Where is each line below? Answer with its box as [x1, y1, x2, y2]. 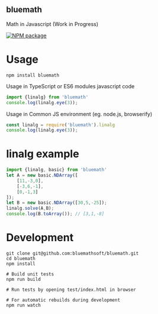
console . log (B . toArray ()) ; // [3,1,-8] [6, 211, 105, 217]
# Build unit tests [6, 271, 54, 277]
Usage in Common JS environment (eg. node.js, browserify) [6, 110, 153, 117]
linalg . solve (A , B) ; [6, 206, 54, 212]
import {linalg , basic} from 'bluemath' [6, 167, 108, 173]
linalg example [6, 148, 79, 161]
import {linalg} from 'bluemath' [6, 94, 89, 100]
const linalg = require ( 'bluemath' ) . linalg [6, 121, 115, 128]
